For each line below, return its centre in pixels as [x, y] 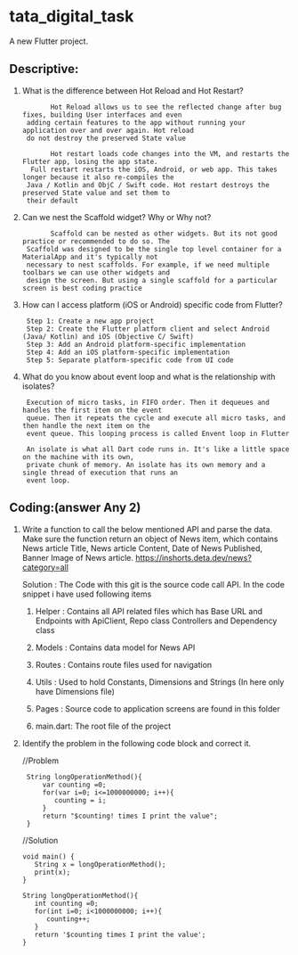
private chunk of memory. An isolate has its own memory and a [146, 465]
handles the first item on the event [92, 410]
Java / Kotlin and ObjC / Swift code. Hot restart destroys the [148, 185]
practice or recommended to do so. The [96, 241]
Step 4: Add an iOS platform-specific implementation [128, 352]
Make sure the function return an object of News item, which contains [150, 539]
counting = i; [81, 800]
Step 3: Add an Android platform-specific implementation [136, 344]
